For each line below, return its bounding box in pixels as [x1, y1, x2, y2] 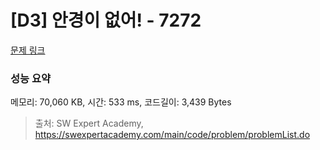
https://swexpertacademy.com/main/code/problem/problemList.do [34, 129, 311, 141]
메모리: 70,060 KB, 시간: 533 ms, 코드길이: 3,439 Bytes [10, 96, 232, 108]
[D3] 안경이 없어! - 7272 [10, 9, 202, 32]
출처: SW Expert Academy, [34, 117, 144, 130]
